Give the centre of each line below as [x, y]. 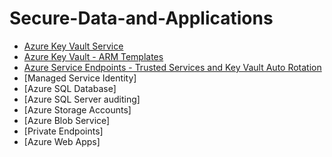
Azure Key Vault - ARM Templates [93, 56]
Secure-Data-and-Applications [141, 18]
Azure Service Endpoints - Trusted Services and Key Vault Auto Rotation [172, 67]
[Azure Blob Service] [67, 120]
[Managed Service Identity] [80, 78]
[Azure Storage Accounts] [77, 109]
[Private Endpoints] [63, 131]
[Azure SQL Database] [70, 88]
